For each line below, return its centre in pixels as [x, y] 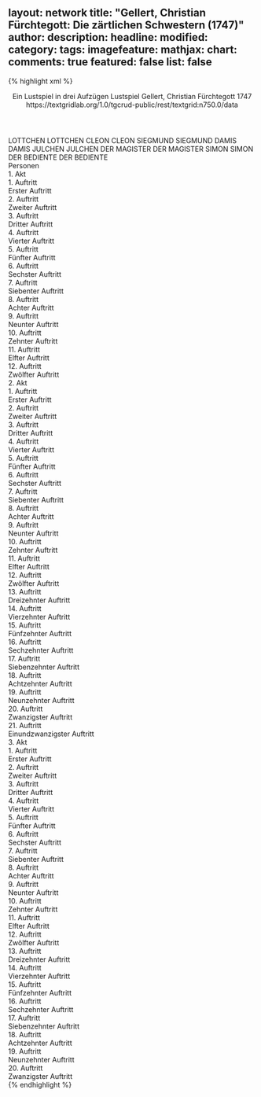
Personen [24, 165]
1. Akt [17, 174]
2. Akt [18, 383]
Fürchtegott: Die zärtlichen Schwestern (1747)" [126, 26]
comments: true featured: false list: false [110, 62]
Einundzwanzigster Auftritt [51, 734]
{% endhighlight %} [40, 1084]
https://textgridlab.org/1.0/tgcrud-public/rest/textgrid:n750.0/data [132, 105]
